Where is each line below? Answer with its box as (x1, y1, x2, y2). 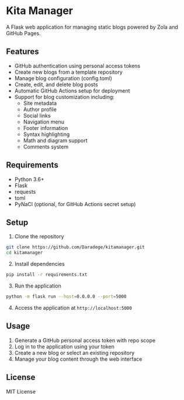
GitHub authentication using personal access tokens (14, 62, 141, 69)
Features (6, 47, 39, 57)
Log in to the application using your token (14, 343, 115, 350)
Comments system (23, 143, 69, 150)
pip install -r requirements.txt (6, 272, 88, 278)
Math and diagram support (23, 136, 88, 144)
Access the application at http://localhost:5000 (14, 304, 133, 311)
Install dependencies (14, 261, 65, 268)
